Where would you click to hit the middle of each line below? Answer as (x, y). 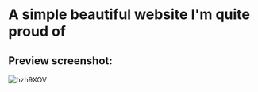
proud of (37, 31)
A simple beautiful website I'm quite (129, 15)
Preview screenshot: (60, 61)
